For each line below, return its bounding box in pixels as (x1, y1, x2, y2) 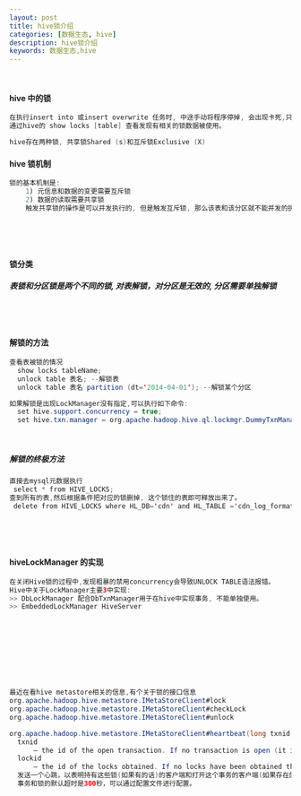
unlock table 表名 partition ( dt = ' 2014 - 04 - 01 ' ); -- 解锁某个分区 (17, 383, 252, 392)
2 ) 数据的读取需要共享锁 (25, 195, 105, 204)
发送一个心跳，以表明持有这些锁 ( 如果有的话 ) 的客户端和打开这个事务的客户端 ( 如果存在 (17, 771, 289, 780)
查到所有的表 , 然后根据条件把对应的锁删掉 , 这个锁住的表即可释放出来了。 (9, 493, 242, 502)
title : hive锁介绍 (9, 22, 74, 30)
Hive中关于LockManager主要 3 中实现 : (9, 585, 132, 594)
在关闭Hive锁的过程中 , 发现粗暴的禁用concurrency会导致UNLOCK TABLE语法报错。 (9, 577, 275, 586)
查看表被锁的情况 (9, 358, 64, 368)
